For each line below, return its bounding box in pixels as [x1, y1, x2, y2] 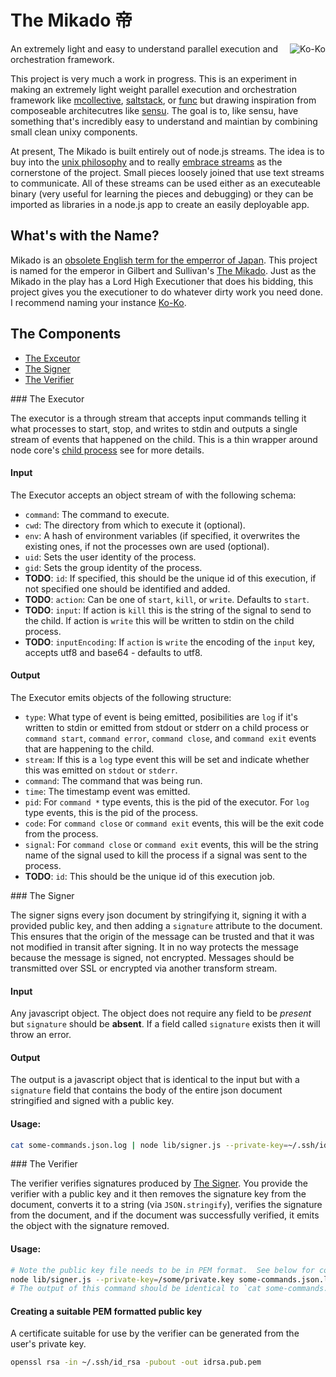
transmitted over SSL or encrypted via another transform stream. [10, 962, 278, 974]
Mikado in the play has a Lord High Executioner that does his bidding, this [10, 275, 314, 287]
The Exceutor [24, 352, 81, 364]
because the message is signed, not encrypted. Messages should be [10, 951, 295, 963]
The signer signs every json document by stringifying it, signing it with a [10, 909, 307, 921]
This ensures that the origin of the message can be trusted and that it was [10, 930, 315, 942]
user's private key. [10, 1338, 87, 1350]
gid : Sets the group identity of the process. [24, 561, 203, 573]
